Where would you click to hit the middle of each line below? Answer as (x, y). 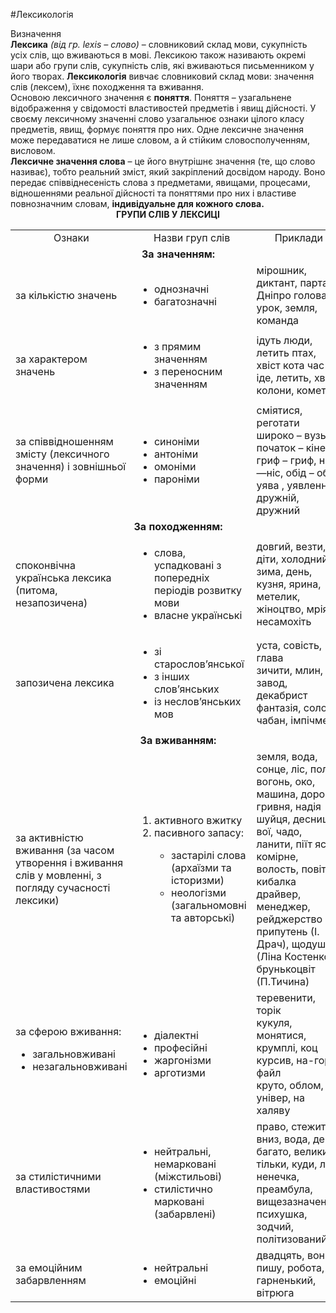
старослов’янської (199, 664)
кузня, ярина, (289, 584)
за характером (51, 359)
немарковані (185, 1164)
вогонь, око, (286, 781)
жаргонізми (182, 1060)
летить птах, (286, 352)
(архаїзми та (201, 867)
